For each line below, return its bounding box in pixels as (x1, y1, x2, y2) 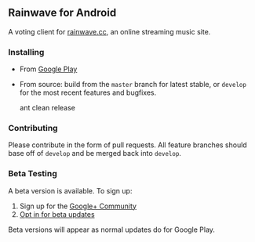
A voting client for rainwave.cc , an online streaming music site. (8, 27, 211, 36)
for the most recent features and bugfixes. (19, 88, 157, 97)
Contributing (8, 123, 58, 134)
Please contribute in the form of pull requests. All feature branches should (8, 140, 247, 150)
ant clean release (19, 103, 76, 113)
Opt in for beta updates (19, 209, 96, 219)
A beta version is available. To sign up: (8, 186, 133, 195)
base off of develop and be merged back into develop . (8, 149, 182, 158)
